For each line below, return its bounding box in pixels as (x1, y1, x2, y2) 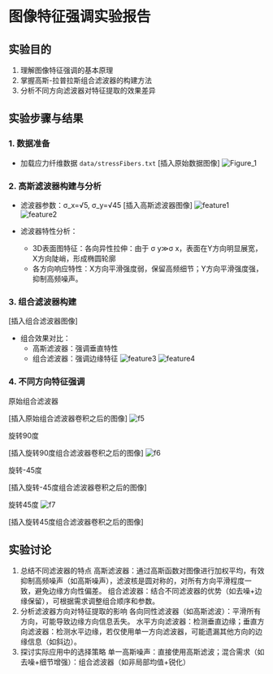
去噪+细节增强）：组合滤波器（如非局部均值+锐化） (19, 657, 191, 667)
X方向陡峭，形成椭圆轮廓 (32, 253, 116, 263)
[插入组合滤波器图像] (8, 316, 79, 326)
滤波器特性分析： (19, 226, 78, 235)
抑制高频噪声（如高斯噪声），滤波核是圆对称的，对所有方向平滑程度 (19, 576, 245, 585)
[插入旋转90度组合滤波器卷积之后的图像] (8, 447, 144, 457)
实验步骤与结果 (8, 111, 84, 126)
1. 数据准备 (8, 138, 50, 149)
